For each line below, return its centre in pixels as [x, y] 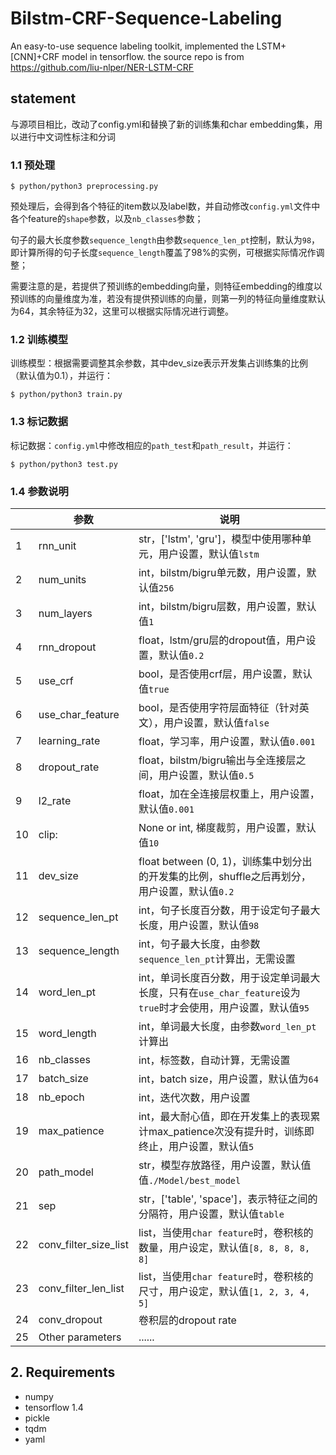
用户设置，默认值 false [216, 722]
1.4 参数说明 [39, 491]
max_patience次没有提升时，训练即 [231, 1131]
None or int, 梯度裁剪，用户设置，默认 [227, 827]
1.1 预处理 [33, 165]
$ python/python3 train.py [66, 395]
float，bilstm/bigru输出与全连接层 [217, 760]
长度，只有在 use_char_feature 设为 [219, 992]
